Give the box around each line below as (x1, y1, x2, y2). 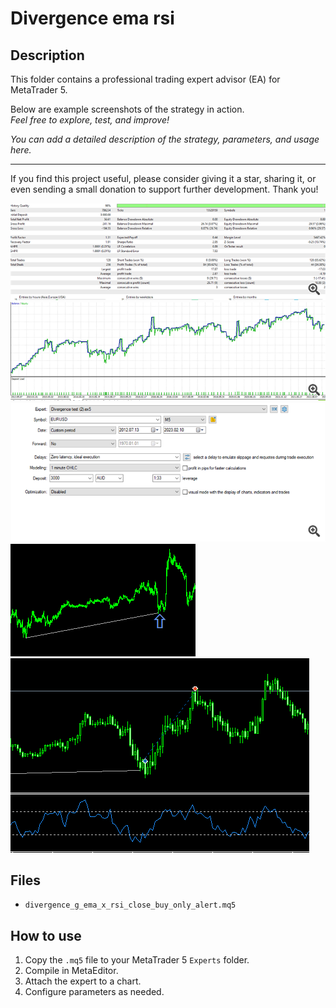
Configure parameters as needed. (24, 986, 165, 998)
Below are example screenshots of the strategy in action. (10, 103, 245, 115)
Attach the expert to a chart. (24, 975, 142, 987)
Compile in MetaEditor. (24, 965, 119, 977)
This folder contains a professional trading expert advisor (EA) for (10, 73, 281, 85)
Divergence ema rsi (10, 7, 175, 30)
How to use (10, 927, 82, 944)
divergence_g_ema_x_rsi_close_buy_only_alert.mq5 (24, 900, 237, 911)
